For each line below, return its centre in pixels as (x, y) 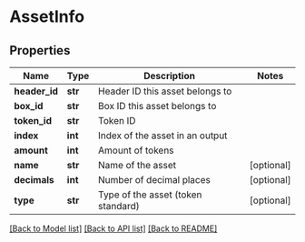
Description (169, 76)
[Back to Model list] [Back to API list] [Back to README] (113, 228)
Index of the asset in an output (163, 136)
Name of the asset (138, 165)
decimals (34, 180)
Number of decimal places (154, 180)
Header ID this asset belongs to (165, 91)
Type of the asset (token (150, 195)
